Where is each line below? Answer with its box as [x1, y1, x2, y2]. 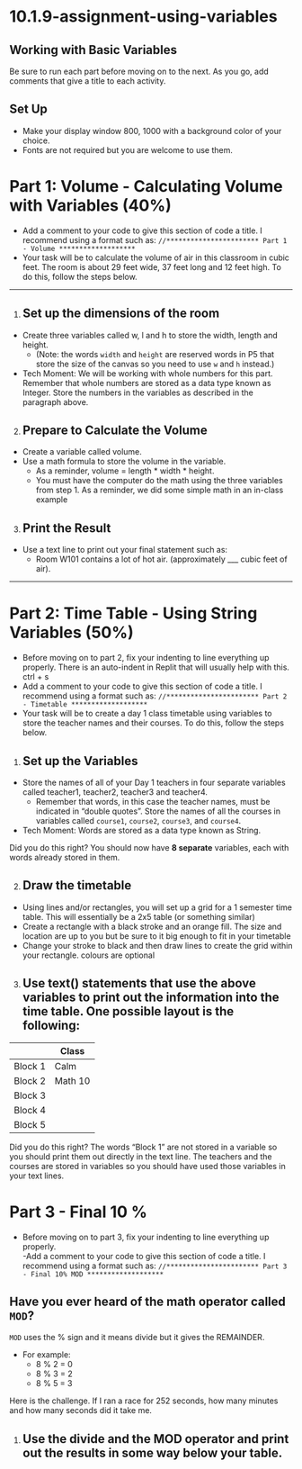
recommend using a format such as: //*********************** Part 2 [22, 690, 288, 701]
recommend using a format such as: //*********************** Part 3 [22, 1260, 288, 1271]
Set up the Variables [22, 753, 138, 769]
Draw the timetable [22, 878, 132, 893]
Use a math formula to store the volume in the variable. [22, 456, 226, 467]
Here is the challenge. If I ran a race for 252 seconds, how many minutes [9, 1395, 279, 1406]
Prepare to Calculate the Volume [22, 422, 209, 437]
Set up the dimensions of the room [22, 306, 220, 321]
